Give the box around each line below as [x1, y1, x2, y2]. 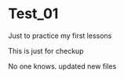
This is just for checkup [8, 46, 84, 55]
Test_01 [8, 5, 59, 23]
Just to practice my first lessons [8, 31, 112, 40]
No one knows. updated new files [8, 61, 117, 71]
